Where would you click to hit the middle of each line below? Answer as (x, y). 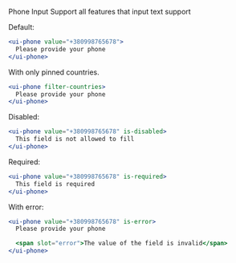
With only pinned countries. (54, 72)
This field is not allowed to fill (75, 140)
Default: (21, 27)
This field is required (55, 184)
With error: (26, 207)
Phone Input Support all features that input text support (100, 12)
